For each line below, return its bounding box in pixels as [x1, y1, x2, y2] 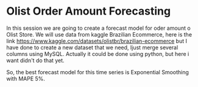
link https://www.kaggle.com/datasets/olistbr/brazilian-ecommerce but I [6, 37, 188, 44]
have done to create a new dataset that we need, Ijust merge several [6, 44, 179, 51]
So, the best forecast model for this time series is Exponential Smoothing [6, 68, 189, 75]
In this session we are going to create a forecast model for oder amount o [6, 24, 191, 32]
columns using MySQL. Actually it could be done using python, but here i [6, 50, 189, 57]
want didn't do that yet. [6, 57, 65, 64]
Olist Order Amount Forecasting [6, 4, 171, 18]
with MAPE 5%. [6, 75, 46, 82]
